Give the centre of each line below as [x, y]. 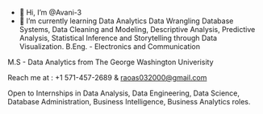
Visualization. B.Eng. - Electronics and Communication [110, 47]
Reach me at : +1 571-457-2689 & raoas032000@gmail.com [107, 77]
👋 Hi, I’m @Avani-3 [50, 12]
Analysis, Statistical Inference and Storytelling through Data [118, 38]
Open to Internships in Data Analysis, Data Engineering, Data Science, [123, 93]
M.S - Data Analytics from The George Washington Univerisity [111, 62]
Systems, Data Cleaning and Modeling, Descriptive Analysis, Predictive [137, 29]
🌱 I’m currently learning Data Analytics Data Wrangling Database [126, 21]
